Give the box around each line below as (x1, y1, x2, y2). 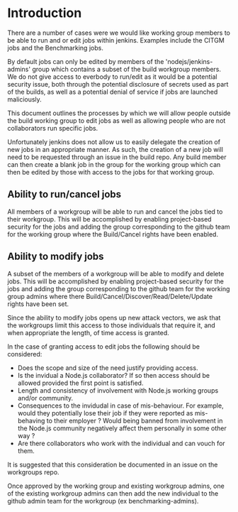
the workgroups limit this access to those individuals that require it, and (7, 321, 216, 329)
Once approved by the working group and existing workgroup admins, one (7, 481, 225, 490)
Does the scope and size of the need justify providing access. (17, 364, 198, 372)
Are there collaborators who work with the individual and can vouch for (17, 439, 225, 447)
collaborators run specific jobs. (7, 124, 98, 132)
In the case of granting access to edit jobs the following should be (7, 342, 200, 351)
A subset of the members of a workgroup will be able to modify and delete (7, 269, 225, 278)
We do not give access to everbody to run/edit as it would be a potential (7, 72, 217, 81)
